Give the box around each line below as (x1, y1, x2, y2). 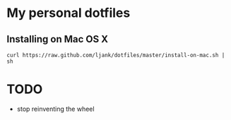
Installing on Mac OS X (6, 33, 109, 45)
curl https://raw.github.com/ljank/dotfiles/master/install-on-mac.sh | (6, 52, 225, 59)
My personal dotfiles (6, 5, 131, 21)
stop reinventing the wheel (16, 104, 95, 113)
